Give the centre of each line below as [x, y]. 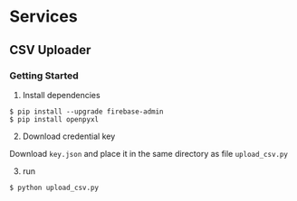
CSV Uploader [50, 50]
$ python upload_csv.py [54, 187]
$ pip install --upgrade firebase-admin [87, 111]
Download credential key [69, 136]
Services [44, 17]
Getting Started [44, 76]
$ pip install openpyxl [54, 119]
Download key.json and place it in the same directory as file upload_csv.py [148, 153]
